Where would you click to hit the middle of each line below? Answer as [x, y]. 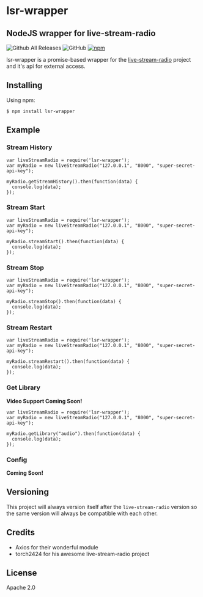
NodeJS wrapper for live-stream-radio [81, 33]
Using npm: [21, 100]
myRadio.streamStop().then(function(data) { [64, 302]
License [22, 573]
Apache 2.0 [21, 588]
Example [23, 130]
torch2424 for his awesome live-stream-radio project [82, 554]
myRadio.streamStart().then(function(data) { [65, 241]
